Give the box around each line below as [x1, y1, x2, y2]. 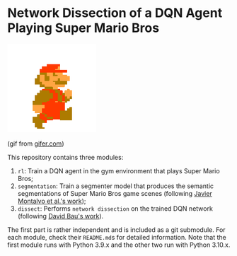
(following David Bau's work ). [17, 211, 104, 220]
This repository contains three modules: [7, 153, 124, 161]
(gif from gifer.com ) [7, 139, 64, 148]
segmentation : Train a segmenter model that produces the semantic [17, 182, 214, 190]
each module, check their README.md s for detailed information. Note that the [7, 233, 226, 241]
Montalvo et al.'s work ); [17, 197, 86, 205]
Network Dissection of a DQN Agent [7, 5, 223, 21]
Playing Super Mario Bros [7, 20, 160, 36]
